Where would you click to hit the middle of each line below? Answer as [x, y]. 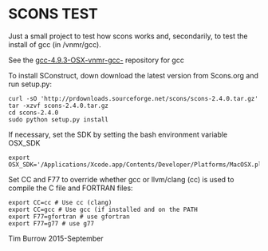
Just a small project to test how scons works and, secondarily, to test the [128, 36]
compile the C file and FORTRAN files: [71, 188]
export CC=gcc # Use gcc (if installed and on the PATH [103, 209]
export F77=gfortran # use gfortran [69, 217]
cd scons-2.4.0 [33, 113]
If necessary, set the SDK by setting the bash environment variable [118, 134]
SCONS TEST [53, 14]
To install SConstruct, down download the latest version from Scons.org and [134, 75]
